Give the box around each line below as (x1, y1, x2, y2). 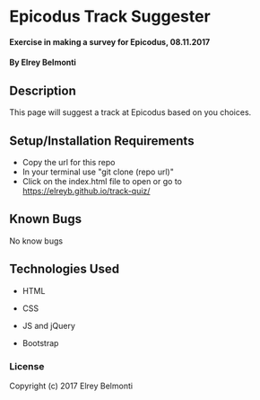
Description (9, 83, 76, 98)
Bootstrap (22, 337, 59, 348)
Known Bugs (9, 211, 82, 227)
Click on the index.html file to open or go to (22, 176, 182, 186)
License (9, 360, 45, 372)
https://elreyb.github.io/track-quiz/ (22, 186, 151, 196)
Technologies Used (9, 262, 119, 277)
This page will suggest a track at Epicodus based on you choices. (9, 107, 252, 118)
